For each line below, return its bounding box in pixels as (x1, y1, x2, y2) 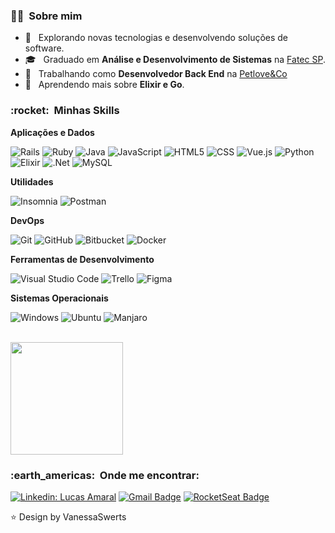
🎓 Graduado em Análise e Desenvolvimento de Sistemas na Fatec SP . (24, 54, 326, 66)
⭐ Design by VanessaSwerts (10, 510, 127, 523)
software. (24, 42, 65, 54)
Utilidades (10, 175, 54, 188)
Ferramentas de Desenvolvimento (10, 253, 155, 265)
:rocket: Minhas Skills (10, 104, 120, 118)
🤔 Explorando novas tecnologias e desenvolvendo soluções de (24, 32, 289, 44)
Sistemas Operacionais (10, 292, 109, 304)
